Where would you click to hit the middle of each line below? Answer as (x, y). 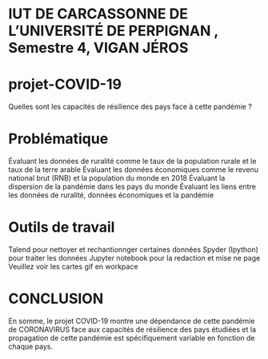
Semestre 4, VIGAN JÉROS (98, 48)
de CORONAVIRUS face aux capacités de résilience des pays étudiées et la (132, 329)
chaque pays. (31, 346)
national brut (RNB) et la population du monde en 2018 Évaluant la (117, 178)
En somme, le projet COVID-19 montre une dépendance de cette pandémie (132, 321)
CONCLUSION (56, 299)
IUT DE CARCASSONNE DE (98, 14)
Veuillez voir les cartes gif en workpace (73, 266)
